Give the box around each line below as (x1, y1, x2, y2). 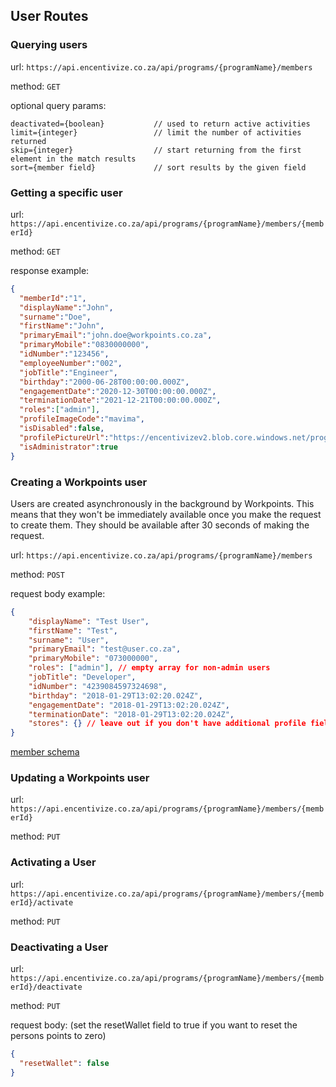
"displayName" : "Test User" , (28, 616, 150, 626)
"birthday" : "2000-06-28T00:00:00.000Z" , (19, 377, 190, 387)
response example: (10, 264, 90, 276)
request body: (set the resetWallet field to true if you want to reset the (10, 1019, 298, 1031)
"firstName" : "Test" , (28, 625, 118, 636)
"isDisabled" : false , (19, 424, 105, 434)
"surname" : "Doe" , (19, 312, 92, 322)
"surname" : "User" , (28, 635, 110, 645)
